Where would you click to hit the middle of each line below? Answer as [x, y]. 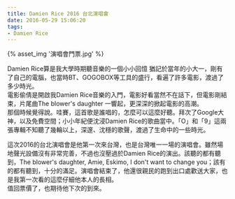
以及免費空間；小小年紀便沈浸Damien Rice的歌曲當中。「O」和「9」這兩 [123, 121]
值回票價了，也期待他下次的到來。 [56, 189]
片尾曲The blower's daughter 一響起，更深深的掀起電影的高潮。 [111, 104]
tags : [15, 27]
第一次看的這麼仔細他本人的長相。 [68, 179]
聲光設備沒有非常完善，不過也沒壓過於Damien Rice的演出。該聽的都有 [114, 154]
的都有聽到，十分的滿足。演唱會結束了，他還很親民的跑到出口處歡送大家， [114, 171]
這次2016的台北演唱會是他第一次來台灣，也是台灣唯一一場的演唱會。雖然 [112, 145]
